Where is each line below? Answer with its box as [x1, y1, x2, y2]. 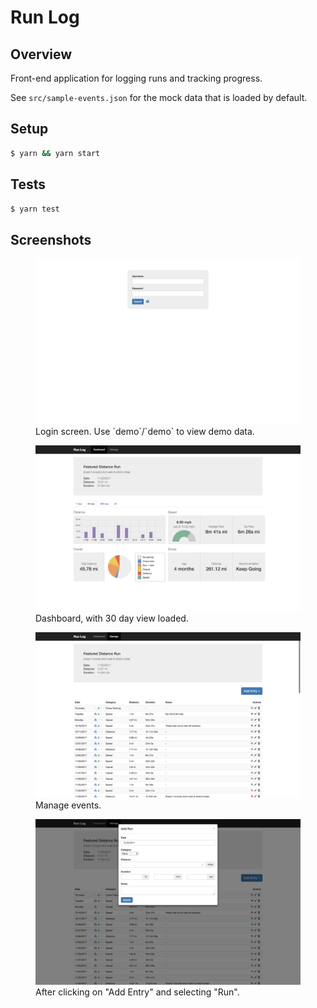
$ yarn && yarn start [10, 148, 101, 158]
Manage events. [35, 799, 102, 811]
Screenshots [10, 231, 92, 248]
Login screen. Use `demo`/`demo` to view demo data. [35, 426, 255, 438]
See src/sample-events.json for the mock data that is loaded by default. [10, 92, 308, 103]
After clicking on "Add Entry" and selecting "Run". [35, 986, 240, 998]
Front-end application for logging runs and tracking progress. [10, 72, 263, 84]
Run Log [10, 6, 80, 29]
